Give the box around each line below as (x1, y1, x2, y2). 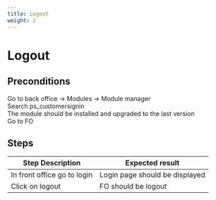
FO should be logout (100, 182, 167, 192)
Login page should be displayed (100, 170, 206, 180)
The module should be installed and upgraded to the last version (7, 109, 196, 117)
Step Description (23, 158, 81, 168)
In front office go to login (11, 170, 93, 180)
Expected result (125, 158, 180, 168)
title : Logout (7, 10, 49, 18)
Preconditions (7, 76, 71, 88)
